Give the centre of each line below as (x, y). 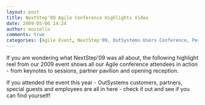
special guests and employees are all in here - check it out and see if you (98, 89)
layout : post (23, 12)
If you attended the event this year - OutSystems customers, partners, (95, 82)
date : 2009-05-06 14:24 (37, 23)
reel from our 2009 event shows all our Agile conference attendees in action (102, 64)
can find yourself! (28, 96)
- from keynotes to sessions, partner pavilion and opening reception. (92, 71)
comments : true (26, 35)
